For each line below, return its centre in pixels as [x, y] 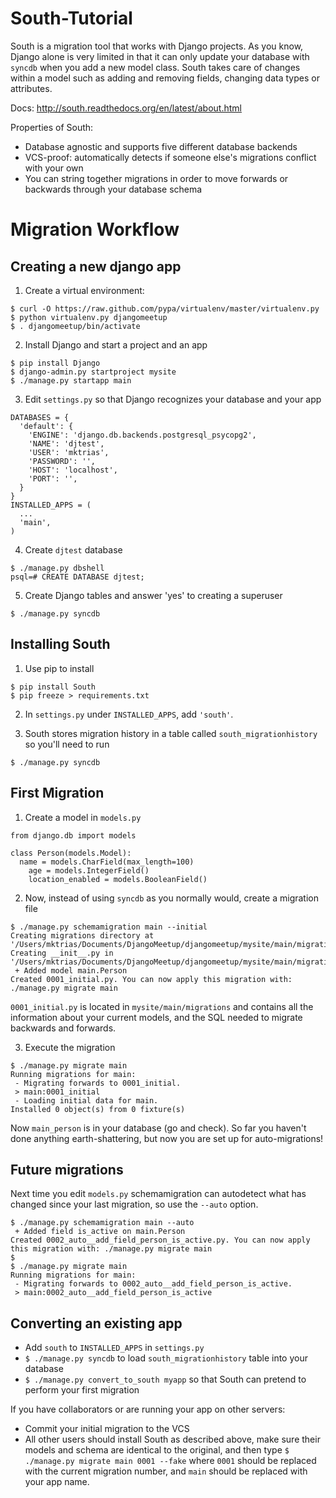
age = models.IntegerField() [89, 870]
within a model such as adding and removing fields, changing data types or [165, 78]
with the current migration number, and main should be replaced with [166, 1471]
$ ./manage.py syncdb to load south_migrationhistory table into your [166, 1358]
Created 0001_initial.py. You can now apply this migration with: [151, 979]
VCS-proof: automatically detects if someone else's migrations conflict [170, 157]
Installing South [60, 644]
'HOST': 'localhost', [73, 470]
